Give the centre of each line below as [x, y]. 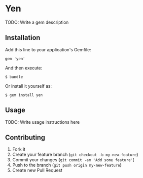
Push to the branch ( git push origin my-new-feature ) [67, 165]
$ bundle [14, 77]
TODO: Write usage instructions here [42, 122]
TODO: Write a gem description [37, 22]
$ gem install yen [24, 95]
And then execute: [24, 68]
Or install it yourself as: [28, 86]
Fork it [19, 149]
